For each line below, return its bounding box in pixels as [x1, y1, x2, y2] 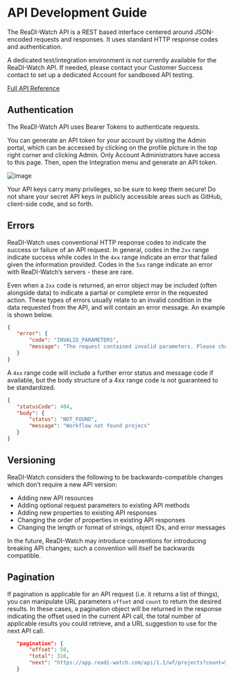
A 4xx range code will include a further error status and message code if [7, 369, 214, 377]
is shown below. [7, 310, 53, 319]
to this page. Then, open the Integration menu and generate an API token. [7, 158, 218, 166]
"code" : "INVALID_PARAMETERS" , [28, 337, 119, 344]
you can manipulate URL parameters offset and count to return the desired [7, 597, 222, 606]
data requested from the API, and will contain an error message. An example [7, 303, 225, 311]
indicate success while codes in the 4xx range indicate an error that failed [7, 253, 217, 261]
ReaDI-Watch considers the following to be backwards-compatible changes [7, 473, 223, 481]
